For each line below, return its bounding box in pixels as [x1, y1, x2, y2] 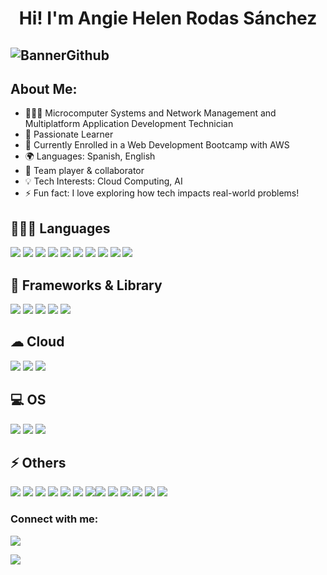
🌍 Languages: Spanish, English [24, 150, 156, 162]
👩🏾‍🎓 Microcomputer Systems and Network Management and [24, 107, 277, 119]
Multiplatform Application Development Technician [24, 118, 234, 130]
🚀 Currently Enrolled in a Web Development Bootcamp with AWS [24, 139, 290, 151]
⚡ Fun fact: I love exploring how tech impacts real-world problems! [24, 187, 300, 199]
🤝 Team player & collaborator [24, 165, 145, 177]
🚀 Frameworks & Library [10, 277, 163, 294]
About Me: [10, 80, 78, 97]
